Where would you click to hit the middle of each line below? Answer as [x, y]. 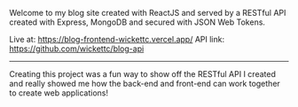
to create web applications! [59, 93]
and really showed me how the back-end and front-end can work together [145, 84]
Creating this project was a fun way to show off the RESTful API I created [143, 74]
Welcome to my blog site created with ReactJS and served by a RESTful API [148, 13]
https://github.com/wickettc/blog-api [77, 49]
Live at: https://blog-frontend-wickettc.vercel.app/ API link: [117, 39]
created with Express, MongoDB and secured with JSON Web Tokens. [137, 22]
